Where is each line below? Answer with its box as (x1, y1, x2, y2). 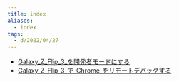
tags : (7, 30, 24, 38)
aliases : (7, 17, 34, 24)
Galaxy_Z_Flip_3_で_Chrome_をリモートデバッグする (17, 66, 172, 75)
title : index (7, 10, 46, 18)
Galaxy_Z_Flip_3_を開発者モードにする (17, 58, 131, 66)
